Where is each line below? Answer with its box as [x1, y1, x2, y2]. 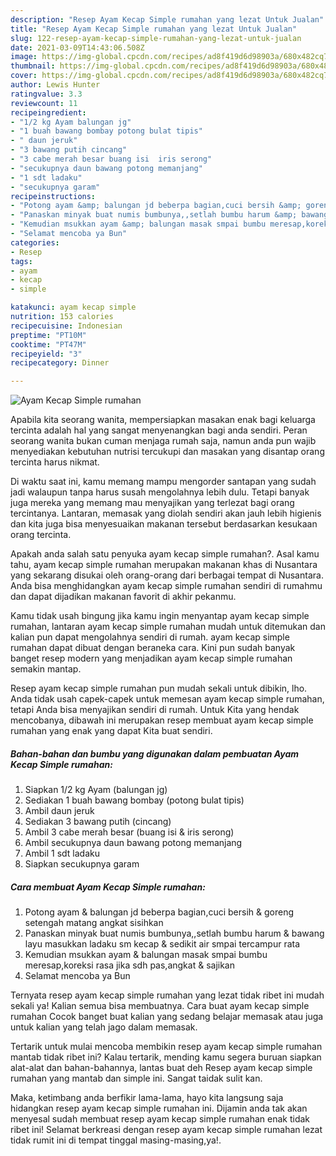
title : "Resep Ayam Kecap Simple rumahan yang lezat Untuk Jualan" [10, 24, 298, 34]
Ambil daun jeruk [24, 805, 95, 817]
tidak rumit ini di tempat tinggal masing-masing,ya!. [10, 1134, 222, 1146]
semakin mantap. [10, 663, 82, 675]
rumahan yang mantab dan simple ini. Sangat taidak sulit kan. [10, 1072, 263, 1085]
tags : [10, 256, 33, 266]
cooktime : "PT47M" [10, 339, 87, 350]
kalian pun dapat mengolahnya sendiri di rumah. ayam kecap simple [10, 631, 290, 643]
